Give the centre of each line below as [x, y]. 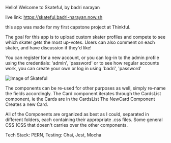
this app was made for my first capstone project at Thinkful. [68, 27]
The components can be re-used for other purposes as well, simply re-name [85, 88]
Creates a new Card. [27, 104]
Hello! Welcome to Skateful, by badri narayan [53, 7]
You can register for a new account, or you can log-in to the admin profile [82, 58]
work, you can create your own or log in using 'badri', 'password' [73, 68]
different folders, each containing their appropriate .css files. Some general [84, 120]
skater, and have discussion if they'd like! [48, 48]
